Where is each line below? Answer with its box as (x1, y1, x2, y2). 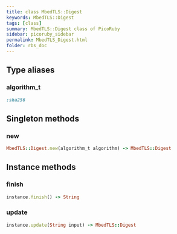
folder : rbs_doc (6, 43, 47, 49)
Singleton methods (6, 113, 80, 124)
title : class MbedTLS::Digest (6, 8, 83, 15)
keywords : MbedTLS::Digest (6, 15, 74, 21)
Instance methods (6, 162, 76, 172)
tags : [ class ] (6, 20, 42, 26)
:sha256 (6, 97, 26, 103)
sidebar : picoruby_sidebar (6, 31, 74, 37)
